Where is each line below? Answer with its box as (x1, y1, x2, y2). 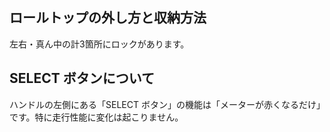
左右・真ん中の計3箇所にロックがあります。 (9, 38, 190, 50)
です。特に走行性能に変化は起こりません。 (9, 111, 184, 123)
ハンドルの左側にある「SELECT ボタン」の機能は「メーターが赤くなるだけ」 (9, 98, 321, 110)
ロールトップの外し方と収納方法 (9, 9, 207, 27)
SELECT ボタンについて (9, 70, 156, 87)
